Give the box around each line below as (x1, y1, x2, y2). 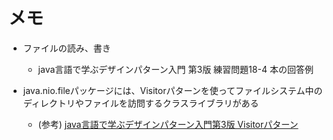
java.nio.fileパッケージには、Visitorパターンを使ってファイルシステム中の (22, 84, 323, 96)
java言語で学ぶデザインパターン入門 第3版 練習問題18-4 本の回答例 (37, 63, 314, 75)
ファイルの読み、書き (22, 42, 111, 54)
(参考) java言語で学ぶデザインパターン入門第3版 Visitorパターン (37, 118, 299, 130)
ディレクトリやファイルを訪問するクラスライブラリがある (22, 97, 260, 109)
